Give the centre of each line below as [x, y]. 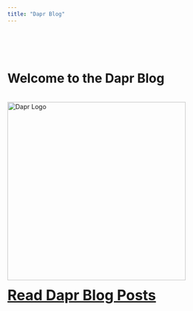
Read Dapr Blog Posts [82, 295]
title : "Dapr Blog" [36, 14]
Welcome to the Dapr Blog [86, 78]
